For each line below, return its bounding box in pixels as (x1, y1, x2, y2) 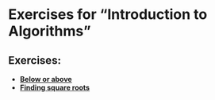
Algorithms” (8, 22, 91, 40)
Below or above (19, 75, 73, 83)
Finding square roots (19, 83, 90, 92)
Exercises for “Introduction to (8, 6, 208, 24)
